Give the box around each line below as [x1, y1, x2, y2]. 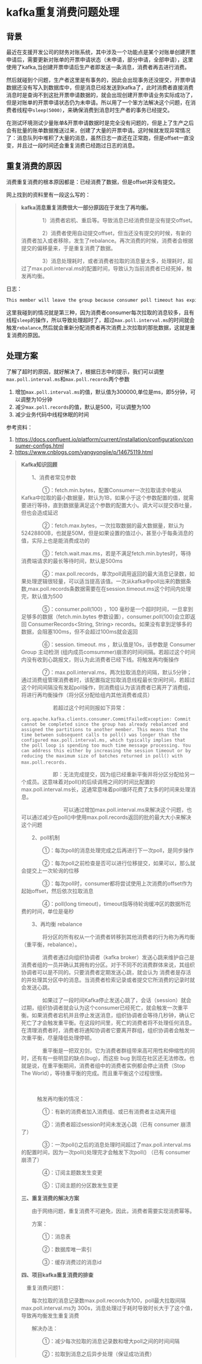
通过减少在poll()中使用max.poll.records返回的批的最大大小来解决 [31, 814, 191, 821]
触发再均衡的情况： [37, 1095, 85, 1102]
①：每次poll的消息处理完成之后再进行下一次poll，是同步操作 [41, 847, 194, 854]
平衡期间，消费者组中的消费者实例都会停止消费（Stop [52, 1062, 186, 1069]
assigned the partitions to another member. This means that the [20, 726, 188, 732]
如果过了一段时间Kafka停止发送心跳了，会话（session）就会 [41, 996, 192, 1003]
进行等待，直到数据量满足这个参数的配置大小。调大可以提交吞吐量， [26, 501, 195, 509]
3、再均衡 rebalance [31, 920, 82, 927]
